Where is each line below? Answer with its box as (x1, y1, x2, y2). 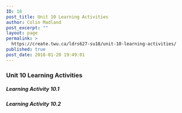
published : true (6, 47, 46, 52)
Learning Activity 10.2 (6, 100, 61, 107)
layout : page (6, 30, 38, 36)
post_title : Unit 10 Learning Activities (6, 14, 109, 20)
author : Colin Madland (6, 19, 61, 25)
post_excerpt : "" (6, 24, 49, 31)
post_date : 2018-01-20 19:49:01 (6, 52, 85, 58)
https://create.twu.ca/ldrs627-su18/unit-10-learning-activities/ (11, 41, 177, 47)
